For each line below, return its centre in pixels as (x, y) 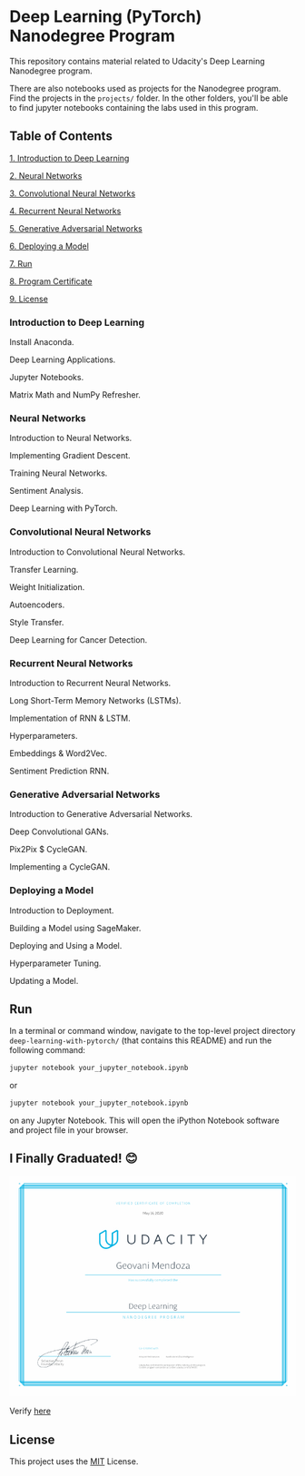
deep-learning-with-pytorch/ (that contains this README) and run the (141, 1040)
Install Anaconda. (42, 342)
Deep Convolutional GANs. (59, 831)
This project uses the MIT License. (74, 1461)
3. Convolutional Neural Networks (73, 193)
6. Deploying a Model (49, 246)
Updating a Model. (44, 980)
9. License (29, 299)
